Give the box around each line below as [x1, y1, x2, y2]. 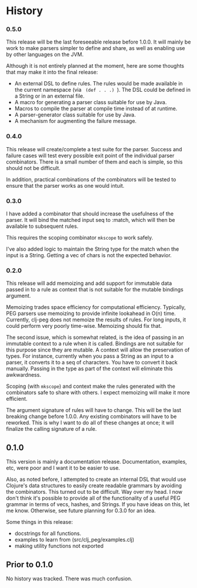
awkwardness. [6, 371, 42, 378]
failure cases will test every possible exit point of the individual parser [6, 152, 175, 159]
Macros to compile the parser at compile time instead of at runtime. [14, 105, 178, 112]
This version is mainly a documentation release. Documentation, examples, [6, 458, 188, 466]
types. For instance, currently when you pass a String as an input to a [6, 353, 174, 360]
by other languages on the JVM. [6, 51, 84, 58]
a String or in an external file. [14, 92, 85, 99]
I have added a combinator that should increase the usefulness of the [6, 210, 174, 217]
